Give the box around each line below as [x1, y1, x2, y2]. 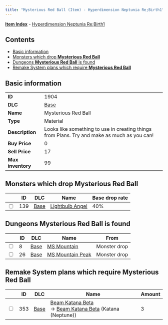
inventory [7, 163, 31, 170]
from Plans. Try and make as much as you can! [44, 132, 154, 139]
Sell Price [7, 148, 31, 155]
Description [7, 129, 36, 136]
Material [44, 118, 63, 125]
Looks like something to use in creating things [44, 126, 152, 133]
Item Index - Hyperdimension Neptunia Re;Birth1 [5, 21, 105, 27]
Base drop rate [92, 194, 128, 201]
